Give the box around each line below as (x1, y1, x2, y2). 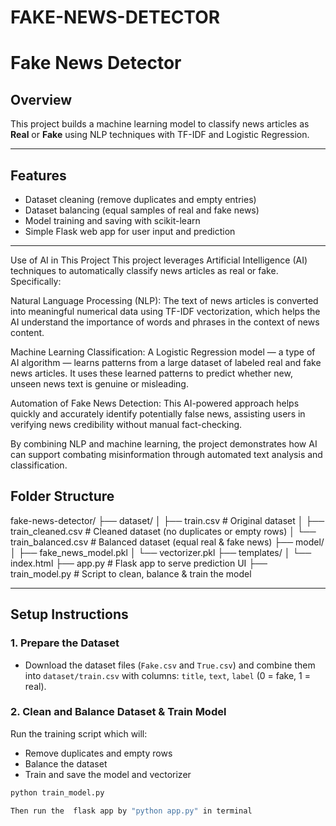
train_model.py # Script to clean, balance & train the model (10, 567, 252, 580)
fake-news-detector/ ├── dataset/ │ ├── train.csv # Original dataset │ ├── (10, 514, 325, 526)
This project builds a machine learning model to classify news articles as (10, 118, 310, 130)
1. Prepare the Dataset (10, 636, 120, 650)
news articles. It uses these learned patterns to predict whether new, (10, 367, 293, 379)
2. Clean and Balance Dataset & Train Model (10, 705, 227, 719)
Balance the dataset (24, 757, 108, 770)
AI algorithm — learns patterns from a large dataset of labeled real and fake (10, 357, 322, 368)
